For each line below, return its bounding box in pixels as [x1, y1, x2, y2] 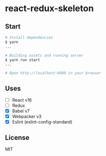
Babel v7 [12, 108, 30, 114]
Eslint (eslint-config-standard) [12, 119, 73, 125]
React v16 [12, 97, 32, 103]
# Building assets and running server [5, 53, 84, 58]
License [5, 133, 30, 141]
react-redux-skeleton [5, 3, 94, 14]
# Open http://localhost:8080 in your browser [5, 71, 101, 76]
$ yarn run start [5, 57, 40, 62]
